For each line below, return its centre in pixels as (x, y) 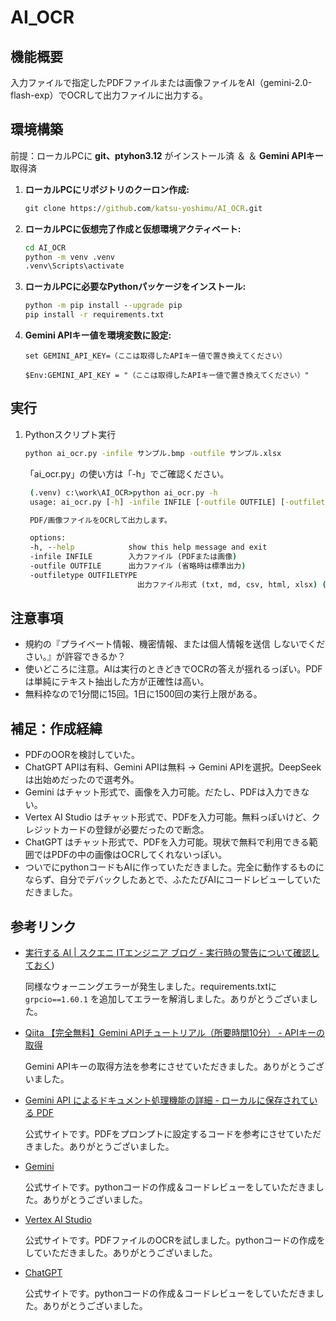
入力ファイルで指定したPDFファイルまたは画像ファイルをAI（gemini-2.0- (161, 82)
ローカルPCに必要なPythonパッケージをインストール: (135, 287)
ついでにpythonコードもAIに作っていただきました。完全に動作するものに (174, 867)
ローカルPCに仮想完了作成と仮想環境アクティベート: (133, 228)
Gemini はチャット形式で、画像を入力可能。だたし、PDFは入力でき (163, 792)
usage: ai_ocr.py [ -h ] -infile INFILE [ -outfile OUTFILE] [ (157, 502)
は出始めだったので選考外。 (82, 780)
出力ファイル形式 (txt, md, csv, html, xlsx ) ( (231, 584)
